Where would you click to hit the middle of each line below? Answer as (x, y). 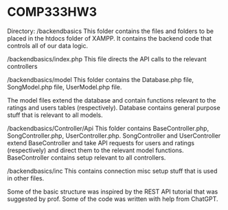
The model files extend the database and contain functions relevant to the (112, 100)
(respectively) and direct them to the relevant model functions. (95, 150)
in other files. (26, 178)
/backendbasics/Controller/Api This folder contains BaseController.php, (108, 128)
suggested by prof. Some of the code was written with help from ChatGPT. (113, 199)
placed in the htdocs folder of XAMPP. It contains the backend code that (110, 38)
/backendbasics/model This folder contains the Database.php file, (101, 79)
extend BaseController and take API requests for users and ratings (101, 143)
